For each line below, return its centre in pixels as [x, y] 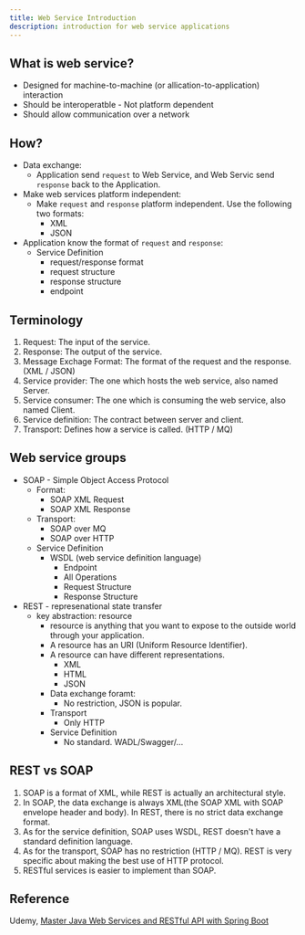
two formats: [60, 214]
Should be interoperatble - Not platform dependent [118, 105]
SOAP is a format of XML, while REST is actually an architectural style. [154, 793]
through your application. [97, 635]
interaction [43, 95]
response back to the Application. [98, 184]
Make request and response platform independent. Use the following [164, 204]
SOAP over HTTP [82, 538]
